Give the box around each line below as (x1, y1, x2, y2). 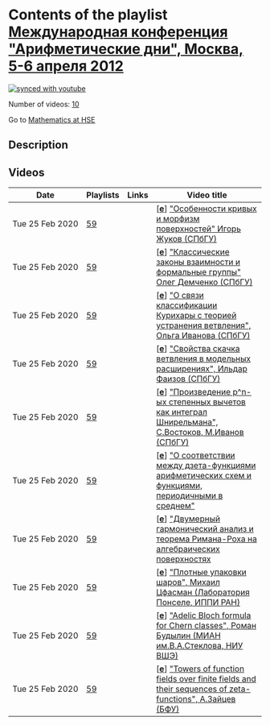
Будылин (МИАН (156, 630, 221, 641)
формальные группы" (156, 267, 241, 278)
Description (8, 139, 68, 152)
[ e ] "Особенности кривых (156, 203, 257, 214)
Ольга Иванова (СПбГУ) (156, 330, 251, 342)
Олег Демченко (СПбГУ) (156, 276, 253, 288)
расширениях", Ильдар (156, 363, 247, 375)
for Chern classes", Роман (156, 620, 257, 632)
